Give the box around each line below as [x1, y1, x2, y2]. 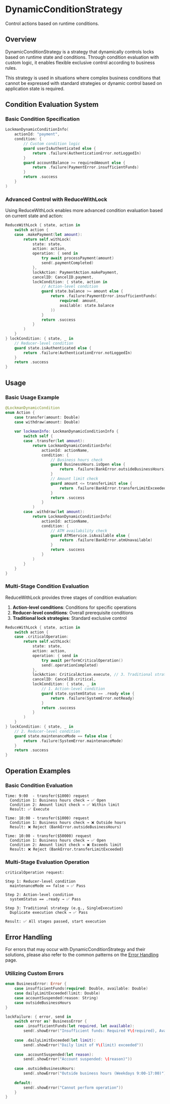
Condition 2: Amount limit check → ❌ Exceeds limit [10, 842, 121, 847]
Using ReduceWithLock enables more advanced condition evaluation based [5, 207, 163, 214]
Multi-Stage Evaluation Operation [5, 858, 90, 866]
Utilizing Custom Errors [5, 970, 64, 977]
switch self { [23, 434, 53, 439]
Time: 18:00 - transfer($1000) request [5, 815, 90, 821]
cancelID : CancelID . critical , [32, 677, 96, 682]
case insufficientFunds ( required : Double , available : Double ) [14, 986, 148, 991]
